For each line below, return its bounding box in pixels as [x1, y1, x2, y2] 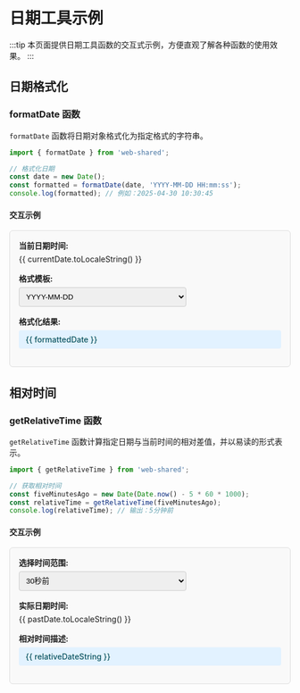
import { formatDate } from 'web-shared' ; [9, 148, 170, 157]
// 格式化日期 [9, 164, 55, 173]
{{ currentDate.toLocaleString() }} [19, 254, 143, 264]
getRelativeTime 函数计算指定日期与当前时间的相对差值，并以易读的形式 [9, 436, 275, 447]
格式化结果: [19, 316, 61, 327]
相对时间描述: [19, 633, 69, 644]
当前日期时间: [19, 240, 69, 251]
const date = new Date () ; [9, 172, 105, 181]
